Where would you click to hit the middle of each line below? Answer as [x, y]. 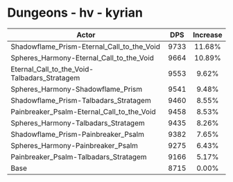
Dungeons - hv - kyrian [75, 13]
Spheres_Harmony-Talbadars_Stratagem [78, 123]
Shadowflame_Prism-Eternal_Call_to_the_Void [86, 47]
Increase [208, 35]
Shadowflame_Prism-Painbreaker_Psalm [77, 134]
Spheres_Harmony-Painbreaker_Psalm [75, 145]
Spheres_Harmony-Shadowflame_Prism [77, 89]
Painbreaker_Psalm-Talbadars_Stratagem [79, 156]
